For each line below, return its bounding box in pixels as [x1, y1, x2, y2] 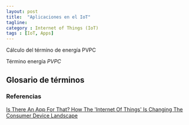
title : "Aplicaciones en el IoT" [6, 14, 91, 20]
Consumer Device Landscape [6, 112, 78, 119]
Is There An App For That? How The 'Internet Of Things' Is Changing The [6, 106, 183, 113]
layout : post [6, 8, 38, 15]
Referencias [6, 92, 42, 100]
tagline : [6, 19, 28, 25]
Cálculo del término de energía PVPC [6, 46, 96, 53]
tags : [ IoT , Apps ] [6, 31, 54, 36]
